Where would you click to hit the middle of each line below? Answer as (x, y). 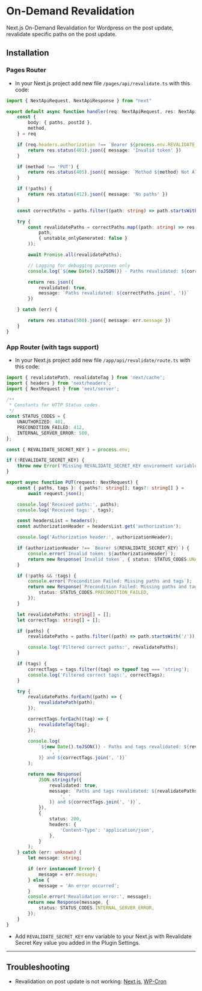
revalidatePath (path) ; (67, 703)
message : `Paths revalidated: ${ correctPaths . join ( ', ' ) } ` (114, 293)
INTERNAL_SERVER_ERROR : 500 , (54, 433)
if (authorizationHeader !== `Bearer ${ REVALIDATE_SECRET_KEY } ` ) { (103, 548)
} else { (39, 880)
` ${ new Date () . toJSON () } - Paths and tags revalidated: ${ (114, 746)
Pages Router (26, 70)
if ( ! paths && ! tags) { (47, 576)
